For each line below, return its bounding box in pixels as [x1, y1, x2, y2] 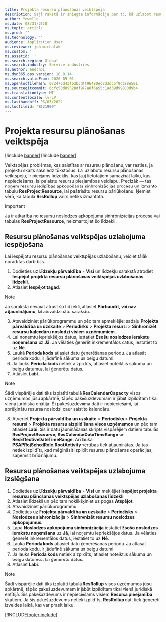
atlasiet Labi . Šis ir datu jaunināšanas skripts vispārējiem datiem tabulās [12, 426, 159, 432]
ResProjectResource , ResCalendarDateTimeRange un [12, 431, 124, 437]
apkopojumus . [12, 519, 43, 525]
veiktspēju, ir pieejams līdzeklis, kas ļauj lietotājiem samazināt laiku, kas [5, 172, 151, 179]
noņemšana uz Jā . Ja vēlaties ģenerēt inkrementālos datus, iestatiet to [12, 339, 157, 345]
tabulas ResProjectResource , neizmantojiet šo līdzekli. [5, 218, 117, 224]
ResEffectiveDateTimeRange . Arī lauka [12, 436, 93, 442]
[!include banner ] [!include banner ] [5, 152, 77, 158]
